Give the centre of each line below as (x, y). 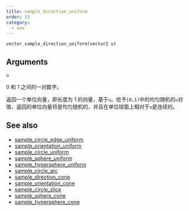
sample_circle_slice (38, 189)
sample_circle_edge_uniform (49, 139)
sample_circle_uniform (42, 152)
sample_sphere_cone (40, 195)
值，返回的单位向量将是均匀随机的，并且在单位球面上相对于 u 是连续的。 (92, 107)
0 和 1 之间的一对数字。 (34, 87)
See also (22, 126)
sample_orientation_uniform (48, 146)
